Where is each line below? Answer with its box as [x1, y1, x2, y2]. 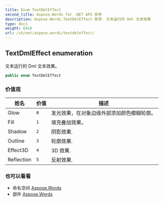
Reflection [7, 156, 31, 163]
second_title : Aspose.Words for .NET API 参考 [5, 12, 102, 17]
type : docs [5, 21, 28, 26]
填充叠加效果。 [51, 118, 86, 125]
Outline [7, 137, 25, 144]
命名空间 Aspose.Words [12, 185, 61, 191]
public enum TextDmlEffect [5, 73, 61, 78]
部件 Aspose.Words [12, 191, 53, 197]
